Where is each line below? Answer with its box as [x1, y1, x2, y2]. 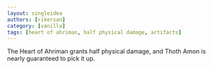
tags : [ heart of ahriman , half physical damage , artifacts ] [7, 28, 182, 36]
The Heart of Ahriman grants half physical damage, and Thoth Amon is [7, 47, 206, 55]
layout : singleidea [7, 9, 63, 17]
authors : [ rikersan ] [7, 16, 66, 23]
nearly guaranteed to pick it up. [7, 55, 96, 63]
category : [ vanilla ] [7, 22, 66, 29]
